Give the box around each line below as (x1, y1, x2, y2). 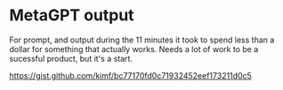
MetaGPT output (9, 5, 135, 26)
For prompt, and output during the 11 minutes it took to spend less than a (9, 34, 275, 45)
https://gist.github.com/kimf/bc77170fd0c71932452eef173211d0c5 (9, 70, 252, 80)
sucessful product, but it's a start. (9, 53, 133, 64)
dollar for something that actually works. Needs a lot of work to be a (9, 43, 259, 54)
